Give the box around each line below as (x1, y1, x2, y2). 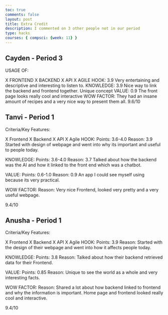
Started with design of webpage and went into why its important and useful (5, 141, 161, 147)
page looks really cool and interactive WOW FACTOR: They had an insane (5, 93, 157, 99)
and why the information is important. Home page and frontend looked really (5, 290, 163, 296)
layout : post (5, 17, 33, 22)
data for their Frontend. (5, 260, 53, 266)
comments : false (5, 12, 39, 17)
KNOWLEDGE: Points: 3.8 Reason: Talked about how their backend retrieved (5, 254, 163, 260)
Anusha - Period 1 (5, 216, 62, 225)
